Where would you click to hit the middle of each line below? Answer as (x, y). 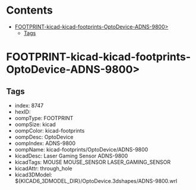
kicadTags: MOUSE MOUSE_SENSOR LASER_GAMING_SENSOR (93, 162)
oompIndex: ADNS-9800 (45, 143)
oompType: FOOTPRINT (44, 118)
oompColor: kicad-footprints (50, 130)
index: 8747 (29, 105)
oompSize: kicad (35, 124)
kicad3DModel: (33, 175)
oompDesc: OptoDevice (44, 137)
